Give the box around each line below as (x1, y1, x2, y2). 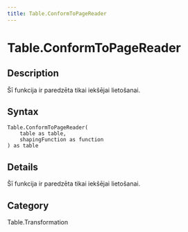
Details (7, 161, 38, 173)
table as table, (19, 130, 67, 137)
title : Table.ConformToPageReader (7, 10, 108, 17)
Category (7, 199, 49, 211)
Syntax (7, 106, 39, 118)
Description (7, 67, 59, 80)
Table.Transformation (7, 218, 69, 226)
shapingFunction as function (19, 136, 104, 143)
